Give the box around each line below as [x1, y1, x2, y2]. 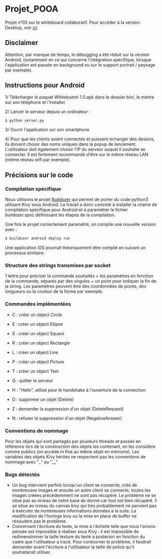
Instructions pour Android [5, 81, 85, 89]
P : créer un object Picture [12, 358, 64, 365]
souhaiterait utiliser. [12, 549, 52, 555]
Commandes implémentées [5, 301, 71, 307]
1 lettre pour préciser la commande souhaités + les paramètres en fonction [5, 273, 154, 279]
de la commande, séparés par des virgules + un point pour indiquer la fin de [5, 278, 156, 284]
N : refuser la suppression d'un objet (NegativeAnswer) [12, 415, 122, 421]
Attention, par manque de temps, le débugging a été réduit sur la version [5, 51, 150, 57]
